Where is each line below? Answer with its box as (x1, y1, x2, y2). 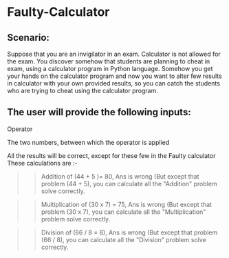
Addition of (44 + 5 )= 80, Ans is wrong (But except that (41, 172, 199, 180)
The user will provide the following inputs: (7, 106, 191, 118)
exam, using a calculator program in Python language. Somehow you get (7, 65, 213, 72)
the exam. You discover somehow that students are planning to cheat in (7, 57, 210, 66)
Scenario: (7, 32, 50, 43)
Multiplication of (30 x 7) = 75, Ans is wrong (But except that (41, 200, 212, 208)
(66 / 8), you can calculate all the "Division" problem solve (41, 235, 206, 244)
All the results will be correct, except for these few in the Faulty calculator (7, 151, 216, 159)
